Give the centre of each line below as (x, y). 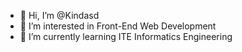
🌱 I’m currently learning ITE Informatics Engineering (126, 36)
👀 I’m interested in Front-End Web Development (118, 26)
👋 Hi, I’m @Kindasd (59, 15)
